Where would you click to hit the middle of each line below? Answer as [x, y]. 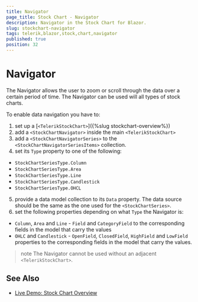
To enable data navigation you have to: [53, 114]
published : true [26, 39]
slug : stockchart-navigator [41, 28]
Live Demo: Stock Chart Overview [56, 293]
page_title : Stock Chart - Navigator [53, 17]
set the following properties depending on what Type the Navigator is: [99, 211]
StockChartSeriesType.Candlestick [57, 182]
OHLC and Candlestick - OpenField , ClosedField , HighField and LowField [101, 236]
